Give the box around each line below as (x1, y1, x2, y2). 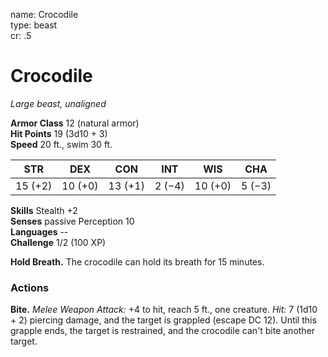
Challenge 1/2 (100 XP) (10, 236, 107, 248)
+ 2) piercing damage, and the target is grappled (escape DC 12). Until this (10, 314, 317, 326)
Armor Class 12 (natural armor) (10, 117, 140, 129)
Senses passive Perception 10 (10, 215, 135, 227)
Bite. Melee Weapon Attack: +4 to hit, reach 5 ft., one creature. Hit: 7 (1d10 (10, 304, 318, 316)
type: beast (10, 19, 58, 31)
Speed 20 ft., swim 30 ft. (10, 138, 113, 150)
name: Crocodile (10, 9, 79, 20)
